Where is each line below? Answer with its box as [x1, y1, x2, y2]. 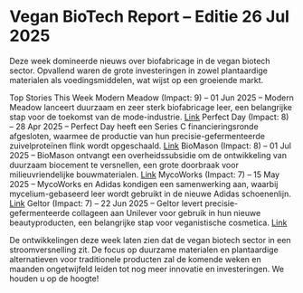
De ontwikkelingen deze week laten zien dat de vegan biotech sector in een [9, 234, 291, 245]
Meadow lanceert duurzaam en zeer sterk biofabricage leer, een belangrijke [9, 101, 292, 112]
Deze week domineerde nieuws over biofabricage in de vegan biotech [9, 55, 270, 66]
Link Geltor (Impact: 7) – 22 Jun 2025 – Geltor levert [9, 197, 204, 209]
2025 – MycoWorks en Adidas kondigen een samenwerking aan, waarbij [9, 178, 279, 189]
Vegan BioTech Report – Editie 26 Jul [9, 6, 289, 27]
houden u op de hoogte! [9, 273, 99, 284]
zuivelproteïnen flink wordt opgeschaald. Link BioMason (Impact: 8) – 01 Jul [9, 140, 292, 151]
